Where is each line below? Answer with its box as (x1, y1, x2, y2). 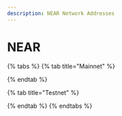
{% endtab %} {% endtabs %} (7, 102, 93, 110)
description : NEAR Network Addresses (7, 10, 115, 17)
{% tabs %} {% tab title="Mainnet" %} (7, 62, 115, 70)
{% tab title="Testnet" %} (7, 88, 80, 96)
